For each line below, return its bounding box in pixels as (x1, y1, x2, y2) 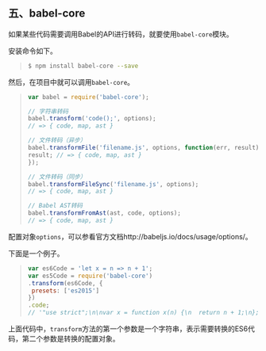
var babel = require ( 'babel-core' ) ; (27, 93, 149, 101)
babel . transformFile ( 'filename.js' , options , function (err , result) (27, 144, 260, 152)
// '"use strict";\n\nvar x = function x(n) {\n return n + (27, 309, 235, 317)
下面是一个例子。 (8, 248, 64, 258)
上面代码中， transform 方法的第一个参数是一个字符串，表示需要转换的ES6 (8, 324, 249, 334)
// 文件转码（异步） (27, 136, 87, 144)
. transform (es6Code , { (27, 279, 103, 287)
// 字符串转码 (27, 107, 69, 116)
